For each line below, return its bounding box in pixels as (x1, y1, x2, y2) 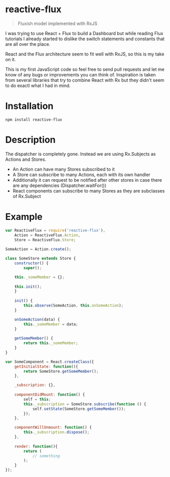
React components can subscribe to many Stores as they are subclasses (12, 187, 165, 194)
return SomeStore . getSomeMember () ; (23, 369, 99, 374)
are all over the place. (5, 41, 51, 47)
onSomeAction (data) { (14, 317, 60, 322)
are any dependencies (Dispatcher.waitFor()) (12, 182, 107, 188)
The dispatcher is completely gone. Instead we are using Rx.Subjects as (5, 151, 156, 157)
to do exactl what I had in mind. (5, 82, 71, 89)
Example (5, 211, 43, 222)
